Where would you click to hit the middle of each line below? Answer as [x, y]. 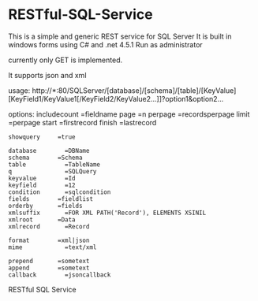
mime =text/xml [52, 247]
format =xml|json [49, 240]
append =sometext [49, 268]
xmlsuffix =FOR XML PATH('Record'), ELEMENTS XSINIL [107, 213]
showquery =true [42, 137]
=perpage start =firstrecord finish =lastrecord [82, 122]
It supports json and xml [47, 75]
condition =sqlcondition [60, 192]
